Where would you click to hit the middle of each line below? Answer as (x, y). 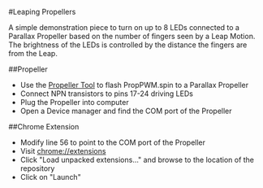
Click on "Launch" (50, 177)
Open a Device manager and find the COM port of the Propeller (126, 111)
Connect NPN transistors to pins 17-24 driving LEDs (106, 94)
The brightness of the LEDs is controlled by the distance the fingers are (128, 45)
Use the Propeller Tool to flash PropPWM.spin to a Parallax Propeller (134, 85)
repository (37, 168)
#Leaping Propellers (42, 12)
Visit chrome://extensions (63, 151)
